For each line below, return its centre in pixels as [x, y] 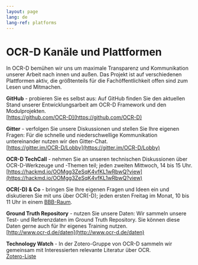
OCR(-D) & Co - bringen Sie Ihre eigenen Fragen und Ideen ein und [88, 189]
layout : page [22, 12]
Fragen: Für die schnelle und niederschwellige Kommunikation [82, 135]
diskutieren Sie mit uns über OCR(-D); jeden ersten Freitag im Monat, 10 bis [98, 196]
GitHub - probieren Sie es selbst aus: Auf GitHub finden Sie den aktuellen [95, 99]
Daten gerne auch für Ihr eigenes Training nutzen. [67, 226]
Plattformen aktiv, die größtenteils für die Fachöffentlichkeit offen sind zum [97, 81]
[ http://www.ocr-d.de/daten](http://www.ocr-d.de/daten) [75, 232]
